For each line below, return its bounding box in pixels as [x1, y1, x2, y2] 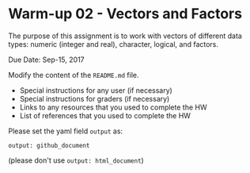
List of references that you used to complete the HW [19, 110, 191, 120]
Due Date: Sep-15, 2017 [8, 55, 85, 64]
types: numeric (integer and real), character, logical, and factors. [8, 39, 219, 48]
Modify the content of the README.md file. [8, 70, 140, 79]
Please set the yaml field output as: [8, 126, 123, 136]
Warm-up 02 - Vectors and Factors [8, 5, 243, 23]
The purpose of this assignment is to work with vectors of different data [8, 31, 243, 40]
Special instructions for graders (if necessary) [19, 94, 170, 103]
